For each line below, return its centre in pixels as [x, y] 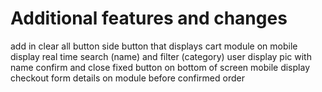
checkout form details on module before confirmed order [127, 78]
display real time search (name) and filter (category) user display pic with [161, 56]
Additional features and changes [149, 18]
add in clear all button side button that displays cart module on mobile [154, 46]
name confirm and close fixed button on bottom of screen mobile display [160, 67]
